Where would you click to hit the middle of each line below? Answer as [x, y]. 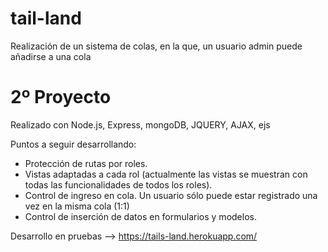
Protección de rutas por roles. [86, 163]
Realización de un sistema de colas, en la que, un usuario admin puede [156, 46]
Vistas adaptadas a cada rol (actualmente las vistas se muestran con [166, 174]
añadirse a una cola [51, 56]
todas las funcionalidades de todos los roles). [118, 184]
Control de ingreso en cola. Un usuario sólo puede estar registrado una [171, 195]
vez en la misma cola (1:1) [77, 206]
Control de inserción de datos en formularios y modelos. [140, 216]
